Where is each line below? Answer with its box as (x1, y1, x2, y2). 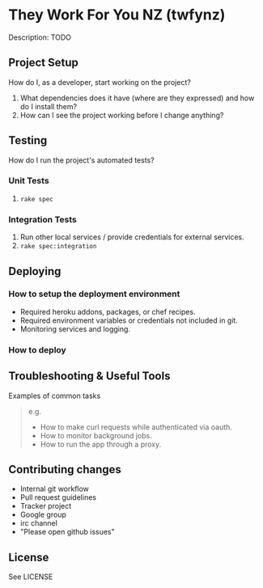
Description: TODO (8, 32, 71, 42)
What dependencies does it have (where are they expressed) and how (19, 93, 255, 103)
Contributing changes (8, 463, 121, 476)
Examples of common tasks (8, 391, 101, 400)
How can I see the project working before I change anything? (19, 110, 224, 120)
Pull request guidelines (19, 493, 97, 502)
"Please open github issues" (19, 527, 115, 537)
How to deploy (8, 344, 66, 355)
